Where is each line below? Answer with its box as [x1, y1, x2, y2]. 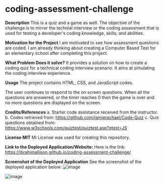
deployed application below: [5, 164, 62, 170]
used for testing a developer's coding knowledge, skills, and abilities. [5, 30, 144, 36]
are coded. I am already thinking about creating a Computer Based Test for [5, 45, 156, 51]
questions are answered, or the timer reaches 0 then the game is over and [5, 94, 155, 100]
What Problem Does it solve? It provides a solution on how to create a [5, 60, 147, 65]
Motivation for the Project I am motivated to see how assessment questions [5, 39, 159, 45]
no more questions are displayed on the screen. [5, 99, 101, 105]
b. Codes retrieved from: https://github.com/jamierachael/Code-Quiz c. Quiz [5, 114, 159, 120]
